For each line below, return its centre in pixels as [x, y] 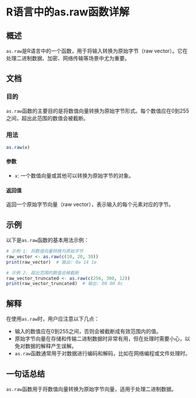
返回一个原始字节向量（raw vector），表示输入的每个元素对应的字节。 [90, 204]
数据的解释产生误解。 [51, 346]
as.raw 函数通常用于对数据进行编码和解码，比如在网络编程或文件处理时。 [102, 353]
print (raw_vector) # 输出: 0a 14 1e [52, 262]
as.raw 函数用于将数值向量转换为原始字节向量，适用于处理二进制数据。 [91, 389]
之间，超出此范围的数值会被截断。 [47, 118]
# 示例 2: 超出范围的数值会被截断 [43, 273]
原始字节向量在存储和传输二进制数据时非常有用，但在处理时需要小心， [100, 339]
